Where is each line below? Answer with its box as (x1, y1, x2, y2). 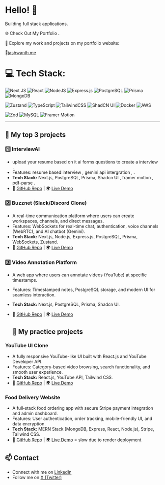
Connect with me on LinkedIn (12, 469, 72, 475)
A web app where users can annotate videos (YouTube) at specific (12, 272, 147, 278)
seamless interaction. (12, 292, 55, 298)
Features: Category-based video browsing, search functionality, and (12, 364, 151, 370)
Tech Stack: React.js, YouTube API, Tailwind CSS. (12, 374, 113, 380)
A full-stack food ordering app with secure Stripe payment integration (12, 405, 154, 411)
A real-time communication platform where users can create (12, 213, 135, 219)
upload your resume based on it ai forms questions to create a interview (12, 159, 158, 164)
